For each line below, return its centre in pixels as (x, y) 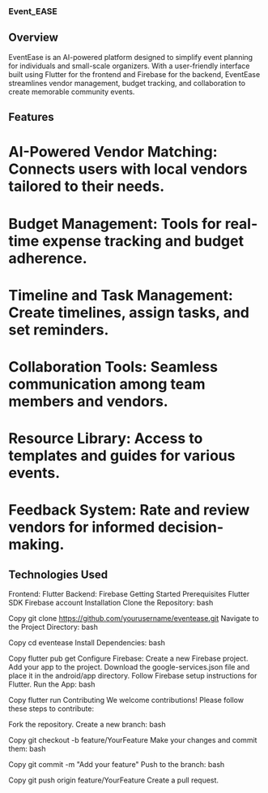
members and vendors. (88, 401)
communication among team (107, 384)
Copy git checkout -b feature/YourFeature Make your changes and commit (133, 740)
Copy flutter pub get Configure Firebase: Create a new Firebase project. (128, 658)
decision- (191, 527)
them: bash (27, 749)
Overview (34, 38)
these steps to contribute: (51, 709)
